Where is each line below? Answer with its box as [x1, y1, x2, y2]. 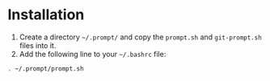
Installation [7, 6, 85, 24]
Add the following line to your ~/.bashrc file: [19, 49, 167, 59]
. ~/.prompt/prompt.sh [7, 64, 84, 73]
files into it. [19, 40, 57, 50]
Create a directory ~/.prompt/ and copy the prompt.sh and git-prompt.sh [19, 32, 262, 42]
